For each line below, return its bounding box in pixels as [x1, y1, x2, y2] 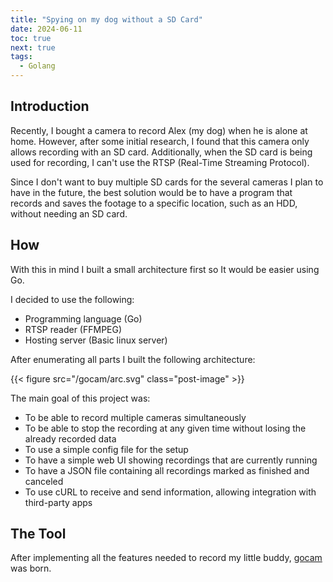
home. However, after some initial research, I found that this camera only [10, 135, 310, 147]
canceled [24, 475, 64, 487]
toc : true [10, 33, 52, 43]
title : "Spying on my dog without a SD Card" [10, 14, 203, 25]
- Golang [19, 61, 56, 71]
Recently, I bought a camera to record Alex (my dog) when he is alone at [10, 124, 308, 136]
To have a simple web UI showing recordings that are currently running [24, 454, 318, 466]
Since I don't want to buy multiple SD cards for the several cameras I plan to [10, 176, 324, 188]
